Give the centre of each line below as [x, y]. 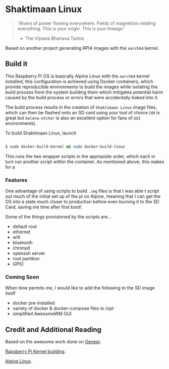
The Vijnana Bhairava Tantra [54, 38]
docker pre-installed [34, 303]
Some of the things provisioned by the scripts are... [59, 216]
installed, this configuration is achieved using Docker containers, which [79, 81]
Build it [16, 64]
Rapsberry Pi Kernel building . [36, 351]
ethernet [21, 232]
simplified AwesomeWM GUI [42, 314]
